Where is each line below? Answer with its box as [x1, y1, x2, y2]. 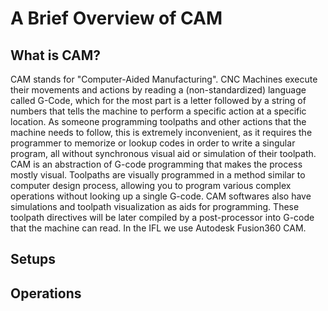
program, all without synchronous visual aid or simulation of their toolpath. [10, 148, 317, 159]
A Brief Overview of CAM [10, 7, 223, 30]
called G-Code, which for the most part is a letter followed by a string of [10, 95, 307, 106]
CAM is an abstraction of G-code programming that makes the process [10, 158, 303, 170]
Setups [10, 251, 57, 268]
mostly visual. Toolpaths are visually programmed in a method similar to [10, 169, 306, 181]
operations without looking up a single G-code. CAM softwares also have [10, 190, 312, 202]
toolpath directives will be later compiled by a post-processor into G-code [10, 212, 315, 223]
